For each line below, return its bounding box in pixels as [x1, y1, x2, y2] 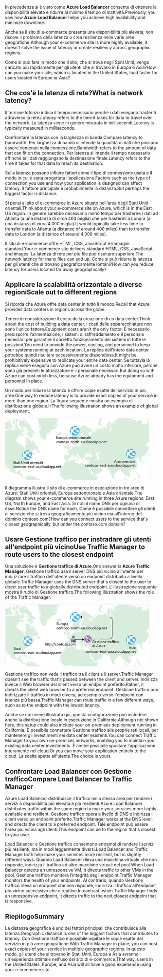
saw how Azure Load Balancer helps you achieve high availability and [5, 15, 146, 20]
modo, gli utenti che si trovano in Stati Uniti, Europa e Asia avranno [5, 951, 139, 957]
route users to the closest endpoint [5, 550, 114, 559]
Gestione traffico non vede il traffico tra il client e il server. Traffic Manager [5, 671, 153, 677]
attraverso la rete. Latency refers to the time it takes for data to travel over [5, 115, 152, 120]
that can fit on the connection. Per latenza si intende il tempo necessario [5, 150, 150, 156]
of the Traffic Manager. [5, 594, 51, 600]
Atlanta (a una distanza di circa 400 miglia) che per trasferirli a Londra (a [5, 215, 151, 221]
